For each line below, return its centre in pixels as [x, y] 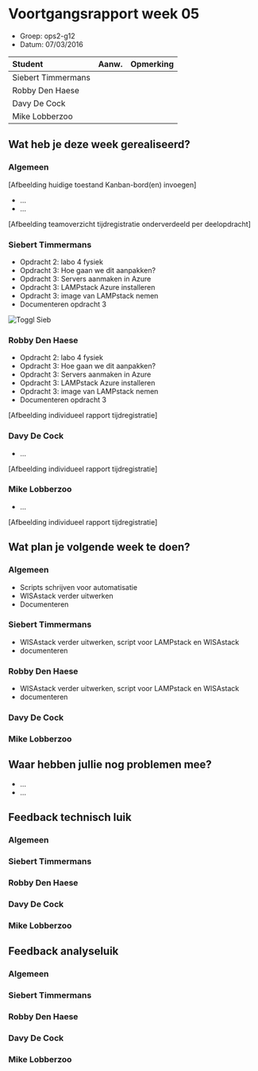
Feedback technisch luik [70, 817]
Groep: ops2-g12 [47, 36]
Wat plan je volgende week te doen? [99, 547]
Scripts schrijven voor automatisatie [78, 587]
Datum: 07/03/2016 [51, 44]
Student [28, 64]
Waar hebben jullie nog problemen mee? [110, 765]
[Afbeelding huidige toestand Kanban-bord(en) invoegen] [102, 185]
